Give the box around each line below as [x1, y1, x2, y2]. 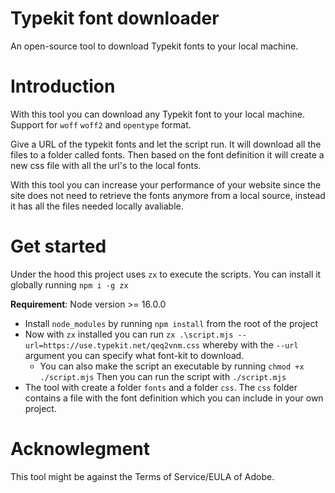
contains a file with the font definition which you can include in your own [24, 392, 324, 404]
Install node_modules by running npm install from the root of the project [24, 317, 319, 329]
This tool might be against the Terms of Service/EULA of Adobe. [10, 470, 275, 482]
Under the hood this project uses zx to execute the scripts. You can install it [10, 268, 322, 280]
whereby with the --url [201, 338, 299, 351]
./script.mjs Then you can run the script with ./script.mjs [39, 370, 287, 382]
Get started [10, 235, 107, 258]
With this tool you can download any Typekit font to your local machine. [10, 108, 305, 120]
